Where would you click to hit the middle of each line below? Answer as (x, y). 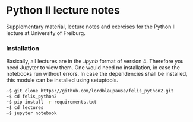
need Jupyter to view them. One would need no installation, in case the (93, 68)
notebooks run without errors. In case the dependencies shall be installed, (97, 74)
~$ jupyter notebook (32, 113)
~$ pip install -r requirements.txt (51, 102)
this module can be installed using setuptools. (62, 80)
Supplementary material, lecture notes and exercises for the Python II (91, 27)
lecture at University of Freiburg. (46, 33)
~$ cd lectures (25, 107)
